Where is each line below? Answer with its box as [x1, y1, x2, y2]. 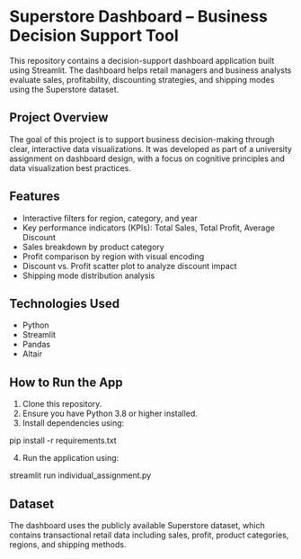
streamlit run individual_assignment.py [9, 470, 152, 481]
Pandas [22, 339, 51, 350]
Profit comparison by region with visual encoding [22, 250, 205, 262]
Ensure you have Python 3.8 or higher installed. [22, 408, 198, 419]
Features [9, 189, 60, 204]
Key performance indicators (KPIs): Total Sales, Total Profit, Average [22, 222, 276, 233]
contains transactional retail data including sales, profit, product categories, [9, 529, 289, 540]
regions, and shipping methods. [9, 539, 127, 550]
